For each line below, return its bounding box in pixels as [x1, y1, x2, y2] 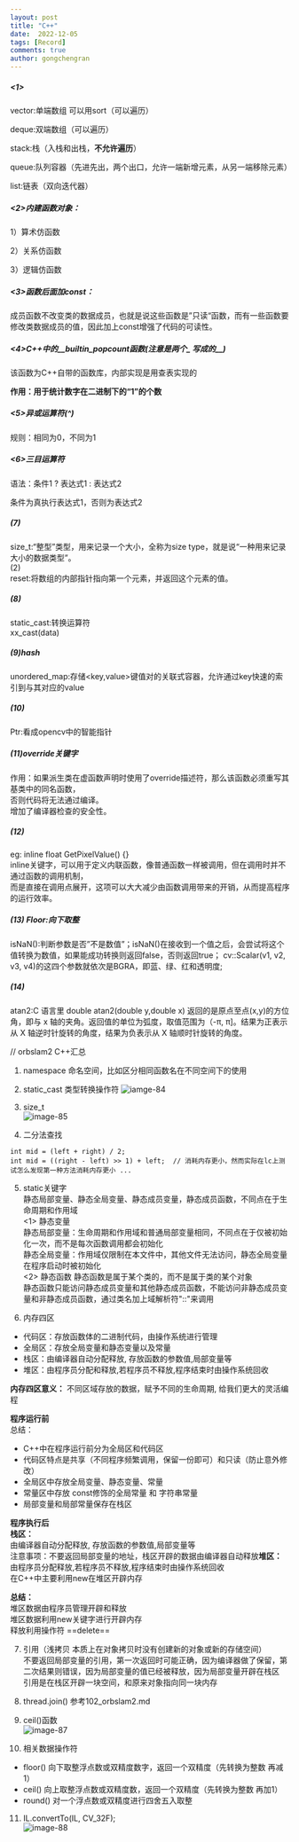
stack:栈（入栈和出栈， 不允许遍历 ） [10, 143, 141, 153]
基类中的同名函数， [10, 783, 81, 794]
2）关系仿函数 [10, 245, 62, 255]
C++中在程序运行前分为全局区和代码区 [22, 1443, 164, 1454]
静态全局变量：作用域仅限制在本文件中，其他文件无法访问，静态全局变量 [22, 1249, 287, 1259]
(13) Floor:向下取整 [10, 914, 80, 925]
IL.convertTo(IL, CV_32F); [22, 1813, 116, 1823]
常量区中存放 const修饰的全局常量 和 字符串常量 [22, 1487, 199, 1498]
